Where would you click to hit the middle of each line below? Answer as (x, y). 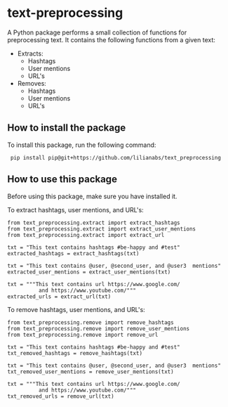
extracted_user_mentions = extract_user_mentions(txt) (89, 272)
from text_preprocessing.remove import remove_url (83, 335)
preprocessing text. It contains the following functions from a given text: (112, 39)
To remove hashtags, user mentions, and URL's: (76, 309)
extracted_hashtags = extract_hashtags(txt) (73, 253)
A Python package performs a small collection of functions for (97, 32)
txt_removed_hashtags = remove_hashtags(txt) (75, 353)
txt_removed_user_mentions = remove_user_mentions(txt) (90, 372)
